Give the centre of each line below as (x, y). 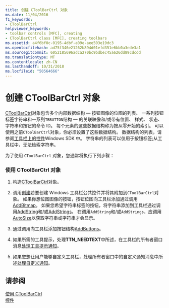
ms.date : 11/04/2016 (27, 15)
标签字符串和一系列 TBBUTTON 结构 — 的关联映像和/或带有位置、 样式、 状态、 (84, 119)
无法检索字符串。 (40, 145)
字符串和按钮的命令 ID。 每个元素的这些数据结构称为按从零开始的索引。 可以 (84, 125)
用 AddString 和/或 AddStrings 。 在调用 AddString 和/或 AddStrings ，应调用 (87, 212)
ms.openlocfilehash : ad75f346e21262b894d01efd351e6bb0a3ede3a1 (73, 48)
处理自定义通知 (33, 263)
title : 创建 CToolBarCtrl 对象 (37, 10)
